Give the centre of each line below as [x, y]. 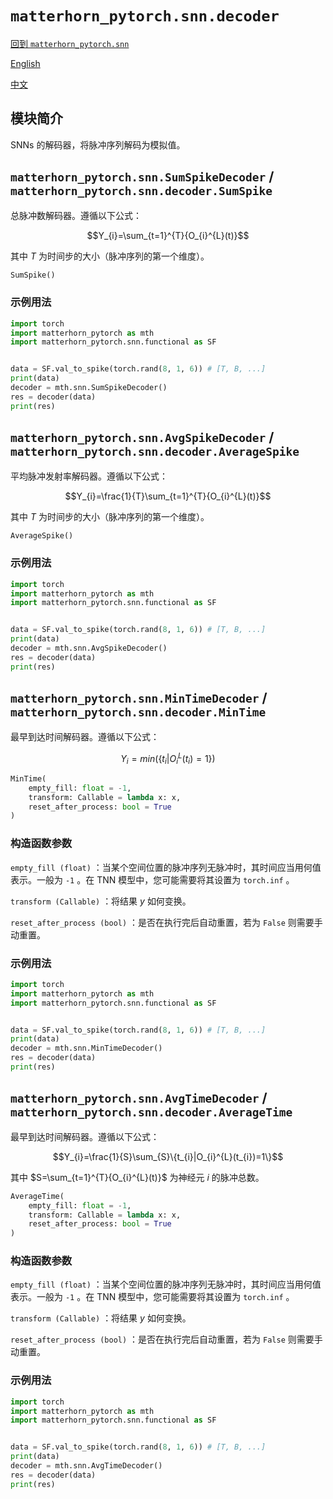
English [25, 63]
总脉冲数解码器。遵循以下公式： [76, 215]
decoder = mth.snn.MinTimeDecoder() [86, 1048]
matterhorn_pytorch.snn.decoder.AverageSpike [155, 452]
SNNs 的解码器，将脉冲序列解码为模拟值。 [98, 144]
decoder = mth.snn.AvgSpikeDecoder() [89, 648]
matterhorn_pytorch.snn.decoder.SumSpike [141, 191]
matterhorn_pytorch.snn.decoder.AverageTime [151, 1112]
